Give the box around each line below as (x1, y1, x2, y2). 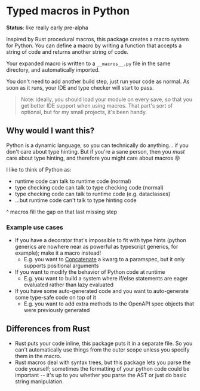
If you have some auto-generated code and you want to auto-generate (14, 288, 189, 295)
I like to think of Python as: (6, 166, 72, 173)
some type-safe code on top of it (14, 294, 97, 301)
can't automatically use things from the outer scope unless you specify (14, 346, 190, 353)
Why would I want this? (6, 126, 95, 136)
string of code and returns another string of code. (6, 48, 128, 55)
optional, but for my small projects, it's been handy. (20, 108, 147, 115)
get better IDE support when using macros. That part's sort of (20, 102, 173, 109)
